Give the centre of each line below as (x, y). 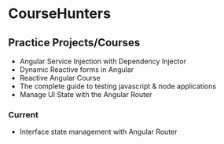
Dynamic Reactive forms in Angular (77, 70)
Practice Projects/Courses (74, 43)
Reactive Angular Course (60, 78)
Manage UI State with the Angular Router (86, 94)
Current (24, 114)
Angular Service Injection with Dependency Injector (103, 61)
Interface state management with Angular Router (98, 132)
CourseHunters (60, 14)
